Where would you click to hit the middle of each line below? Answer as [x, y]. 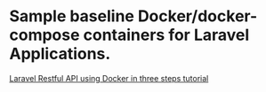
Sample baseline [72, 16]
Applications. [60, 54]
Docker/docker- [197, 16]
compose [44, 35]
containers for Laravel [166, 35]
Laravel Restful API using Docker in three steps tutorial [109, 78]
